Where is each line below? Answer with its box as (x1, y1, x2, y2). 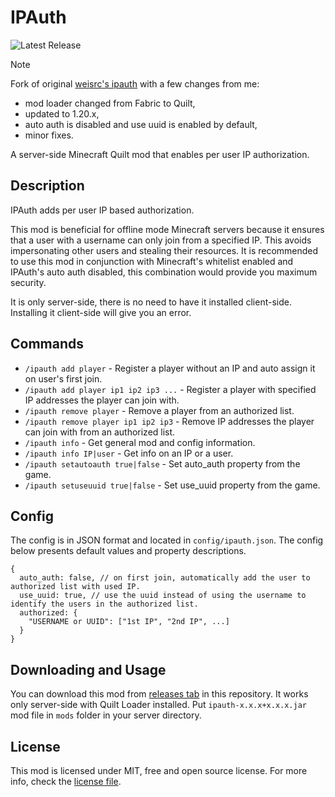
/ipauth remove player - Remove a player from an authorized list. (24, 404, 295, 416)
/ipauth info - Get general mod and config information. (24, 436, 256, 448)
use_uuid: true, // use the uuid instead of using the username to (19, 591, 307, 601)
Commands (10, 336, 85, 353)
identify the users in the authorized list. (10, 599, 199, 610)
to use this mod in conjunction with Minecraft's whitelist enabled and (10, 255, 294, 267)
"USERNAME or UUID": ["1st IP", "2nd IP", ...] (28, 617, 230, 627)
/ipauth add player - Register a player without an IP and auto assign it (24, 362, 316, 374)
